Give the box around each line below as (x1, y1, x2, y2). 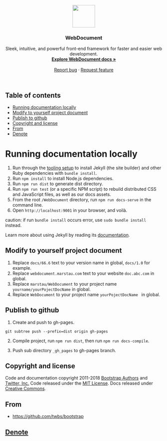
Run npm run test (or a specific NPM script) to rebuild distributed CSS (12, 186, 157, 192)
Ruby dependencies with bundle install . (12, 170, 97, 176)
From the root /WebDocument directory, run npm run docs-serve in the (12, 197, 152, 203)
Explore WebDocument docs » (51, 56, 116, 62)
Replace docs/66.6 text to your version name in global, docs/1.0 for (12, 260, 151, 266)
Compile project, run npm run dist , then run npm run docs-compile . (12, 338, 150, 344)
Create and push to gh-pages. (12, 319, 75, 325)
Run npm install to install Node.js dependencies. (12, 175, 114, 182)
